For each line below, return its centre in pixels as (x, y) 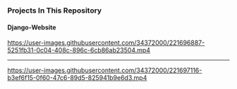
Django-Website (32, 27)
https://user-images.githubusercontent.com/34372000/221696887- (106, 43)
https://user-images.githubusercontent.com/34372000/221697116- (105, 70)
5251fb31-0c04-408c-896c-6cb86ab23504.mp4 (79, 50)
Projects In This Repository (55, 11)
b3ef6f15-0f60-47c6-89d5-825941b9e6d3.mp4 (77, 78)
